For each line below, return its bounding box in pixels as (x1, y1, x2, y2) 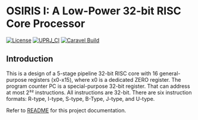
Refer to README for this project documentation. (6, 106, 126, 114)
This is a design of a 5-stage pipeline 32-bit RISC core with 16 (6, 70, 158, 77)
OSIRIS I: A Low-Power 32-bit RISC (6, 4, 181, 18)
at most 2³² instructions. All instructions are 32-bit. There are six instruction (6, 88, 192, 96)
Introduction (6, 54, 54, 64)
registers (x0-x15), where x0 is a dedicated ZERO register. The (27, 76, 181, 83)
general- (159, 70, 181, 77)
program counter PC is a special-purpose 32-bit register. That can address (6, 82, 190, 90)
